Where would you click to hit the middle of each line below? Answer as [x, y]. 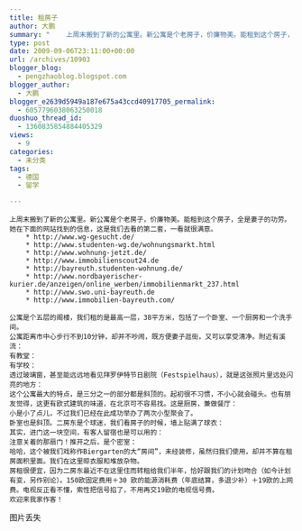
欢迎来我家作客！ [37, 500]
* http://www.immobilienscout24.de [92, 261]
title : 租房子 [34, 18]
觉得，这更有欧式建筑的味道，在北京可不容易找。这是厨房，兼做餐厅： [127, 404]
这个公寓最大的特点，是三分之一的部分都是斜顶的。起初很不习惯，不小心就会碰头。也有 [147, 394]
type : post [30, 43]
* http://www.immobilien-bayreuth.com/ [101, 300]
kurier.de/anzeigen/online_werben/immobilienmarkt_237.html [125, 285]
